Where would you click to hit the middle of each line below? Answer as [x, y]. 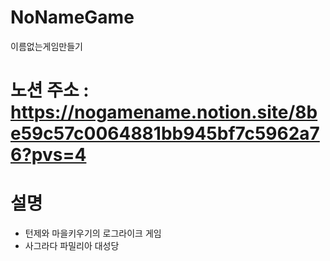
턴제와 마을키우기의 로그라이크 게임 [93, 233]
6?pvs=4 [48, 155]
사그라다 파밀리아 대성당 [72, 246]
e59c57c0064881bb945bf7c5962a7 [165, 133]
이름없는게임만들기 [46, 46]
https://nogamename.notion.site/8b [164, 112]
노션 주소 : [50, 90]
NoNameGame [72, 17]
